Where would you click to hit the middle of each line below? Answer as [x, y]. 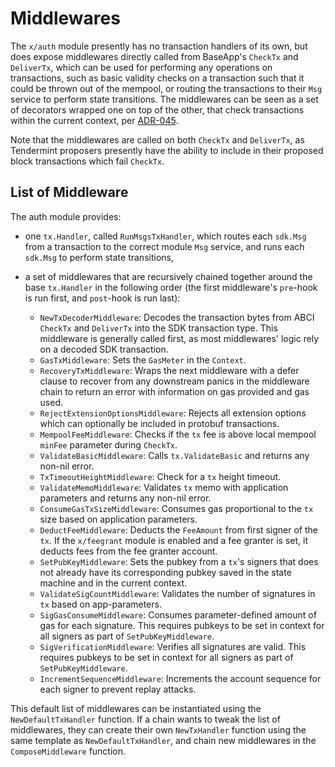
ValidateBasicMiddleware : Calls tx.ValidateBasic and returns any [174, 455]
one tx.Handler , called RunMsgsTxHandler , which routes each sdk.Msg [165, 236]
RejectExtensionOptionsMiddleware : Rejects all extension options [173, 413]
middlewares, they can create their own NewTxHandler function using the [158, 729]
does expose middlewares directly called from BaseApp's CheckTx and [154, 56]
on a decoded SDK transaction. [104, 349]
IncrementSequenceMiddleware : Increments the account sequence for [180, 678]
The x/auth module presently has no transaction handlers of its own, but [159, 46]
